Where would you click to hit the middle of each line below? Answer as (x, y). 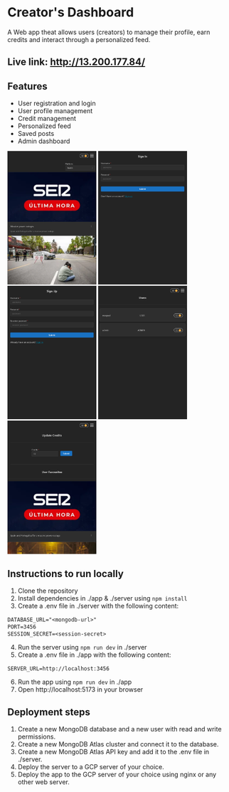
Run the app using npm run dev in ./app (75, 682)
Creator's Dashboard (71, 12)
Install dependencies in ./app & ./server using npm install (102, 598)
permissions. (36, 736)
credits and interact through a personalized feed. (79, 39)
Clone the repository (48, 591)
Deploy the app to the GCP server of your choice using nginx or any (117, 775)
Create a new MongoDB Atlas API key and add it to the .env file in (113, 752)
